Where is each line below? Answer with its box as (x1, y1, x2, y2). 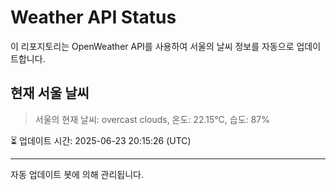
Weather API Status (10, 6, 177, 29)
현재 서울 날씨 (10, 85, 90, 102)
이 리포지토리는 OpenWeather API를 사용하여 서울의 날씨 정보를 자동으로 (10, 40, 295, 52)
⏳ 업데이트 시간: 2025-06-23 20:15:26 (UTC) (10, 134, 192, 146)
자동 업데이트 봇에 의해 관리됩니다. (10, 168, 144, 180)
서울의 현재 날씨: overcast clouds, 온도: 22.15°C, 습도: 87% (34, 113, 270, 125)
